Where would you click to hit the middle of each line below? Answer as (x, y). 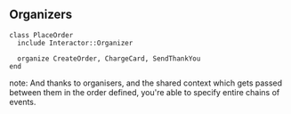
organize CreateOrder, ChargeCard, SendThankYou (109, 58)
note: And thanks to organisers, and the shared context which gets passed (146, 83)
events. (23, 102)
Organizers (41, 15)
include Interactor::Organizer (75, 43)
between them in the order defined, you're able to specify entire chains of (145, 92)
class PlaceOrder (41, 35)
